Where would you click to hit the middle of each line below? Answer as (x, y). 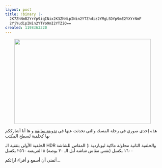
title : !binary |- (24, 14)
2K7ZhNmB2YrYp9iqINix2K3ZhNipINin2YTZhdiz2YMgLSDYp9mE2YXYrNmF (75, 19)
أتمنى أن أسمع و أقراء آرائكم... (33, 160)
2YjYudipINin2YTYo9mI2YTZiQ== (40, 23)
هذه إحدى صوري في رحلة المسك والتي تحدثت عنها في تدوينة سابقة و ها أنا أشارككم (81, 131)
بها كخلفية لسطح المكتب (27, 136)
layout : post (18, 10)
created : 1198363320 (26, 28)
